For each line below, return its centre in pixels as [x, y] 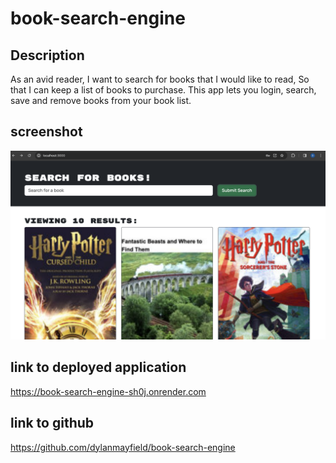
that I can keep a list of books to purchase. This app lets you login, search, [163, 90]
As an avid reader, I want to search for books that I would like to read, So [160, 79]
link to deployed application [98, 367]
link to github [52, 423]
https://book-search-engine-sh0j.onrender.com [108, 391]
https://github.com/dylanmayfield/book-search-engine [123, 447]
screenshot [46, 132]
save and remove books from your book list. [101, 100]
